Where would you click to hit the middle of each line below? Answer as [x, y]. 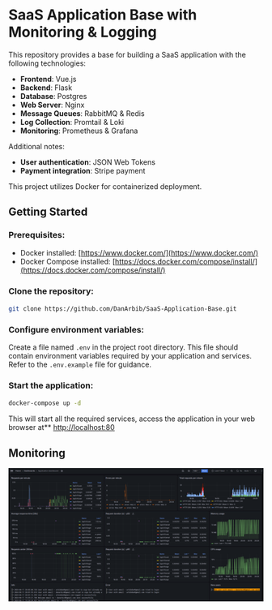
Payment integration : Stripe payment [83, 170]
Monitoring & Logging [83, 32]
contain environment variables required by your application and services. [130, 356]
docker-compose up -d [45, 403]
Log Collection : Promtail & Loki [72, 122]
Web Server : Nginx [52, 105]
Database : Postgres [53, 96]
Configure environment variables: [76, 329]
